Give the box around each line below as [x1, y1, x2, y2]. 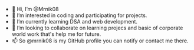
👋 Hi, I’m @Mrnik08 [11, 6, 59, 12]
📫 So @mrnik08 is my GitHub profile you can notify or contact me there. [11, 37, 189, 44]
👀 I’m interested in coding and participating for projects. [11, 12, 147, 19]
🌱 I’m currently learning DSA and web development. [11, 18, 137, 25]
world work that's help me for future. [11, 31, 101, 38]
